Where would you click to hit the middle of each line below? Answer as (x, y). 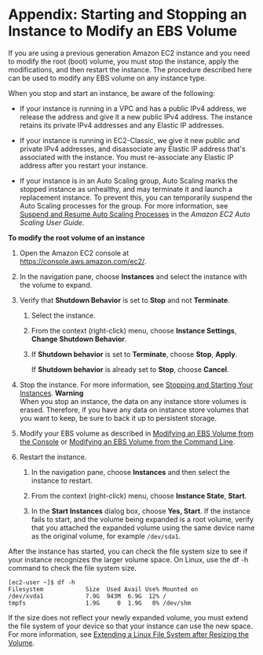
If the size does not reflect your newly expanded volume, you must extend (128, 617)
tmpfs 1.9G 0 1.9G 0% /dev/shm (100, 603)
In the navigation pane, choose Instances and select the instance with (133, 276)
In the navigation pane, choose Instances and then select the (130, 472)
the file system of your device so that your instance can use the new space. (131, 626)
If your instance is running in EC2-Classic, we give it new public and (130, 140)
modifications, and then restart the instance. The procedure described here (130, 69)
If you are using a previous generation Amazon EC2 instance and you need (129, 53)
